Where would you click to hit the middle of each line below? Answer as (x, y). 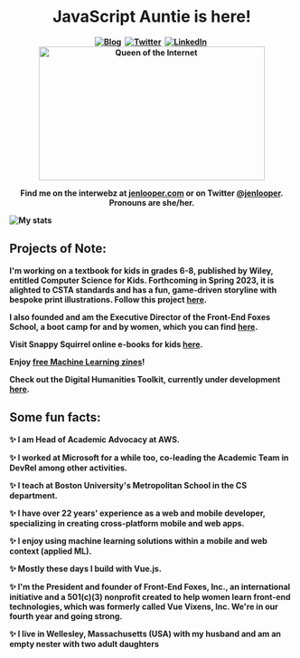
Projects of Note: (58, 249)
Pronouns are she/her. (152, 202)
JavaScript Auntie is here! (152, 17)
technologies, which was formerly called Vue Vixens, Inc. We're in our (144, 606)
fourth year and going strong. (66, 616)
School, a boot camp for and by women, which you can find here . (134, 326)
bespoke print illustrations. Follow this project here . (108, 299)
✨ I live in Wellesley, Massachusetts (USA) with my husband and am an (145, 634)
